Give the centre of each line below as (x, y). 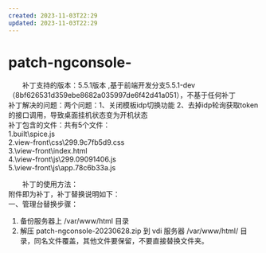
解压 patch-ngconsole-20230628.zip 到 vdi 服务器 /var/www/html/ (129, 231)
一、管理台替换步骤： (43, 204)
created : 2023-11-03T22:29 (53, 16)
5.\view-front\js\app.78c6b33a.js (62, 168)
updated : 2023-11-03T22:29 (53, 23)
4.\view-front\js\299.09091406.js (63, 159)
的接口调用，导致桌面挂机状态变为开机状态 (78, 115)
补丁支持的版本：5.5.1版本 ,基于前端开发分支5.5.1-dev (109, 85)
